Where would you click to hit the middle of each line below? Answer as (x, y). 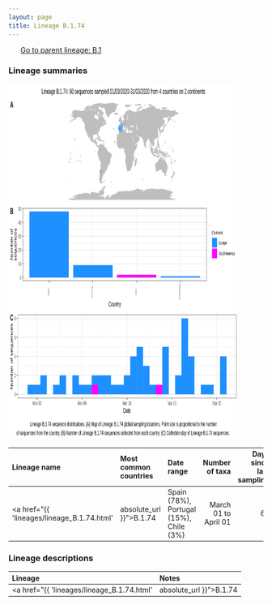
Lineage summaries (48, 71)
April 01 (217, 522)
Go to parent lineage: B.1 (61, 49)
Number (217, 463)
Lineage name (36, 467)
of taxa (219, 471)
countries (137, 475)
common (136, 467)
